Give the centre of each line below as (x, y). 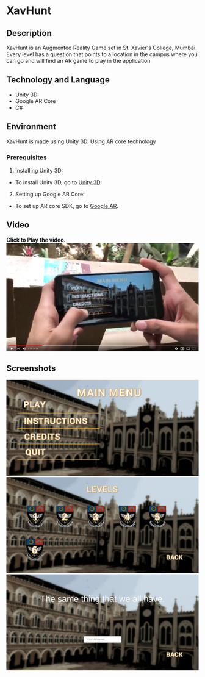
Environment (31, 127)
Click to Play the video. (36, 240)
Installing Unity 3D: (39, 170)
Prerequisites (27, 157)
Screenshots (31, 369)
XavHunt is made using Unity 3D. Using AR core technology (81, 141)
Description (29, 33)
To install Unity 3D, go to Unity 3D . (58, 182)
